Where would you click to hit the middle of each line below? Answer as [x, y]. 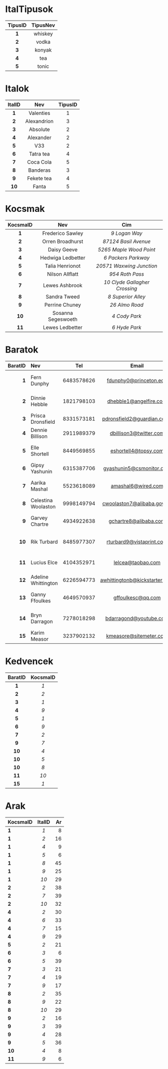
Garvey [39, 518]
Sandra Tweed [63, 296]
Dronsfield [43, 422]
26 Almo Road [126, 305]
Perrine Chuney [63, 305]
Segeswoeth [63, 319]
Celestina [42, 500]
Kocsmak [25, 209]
